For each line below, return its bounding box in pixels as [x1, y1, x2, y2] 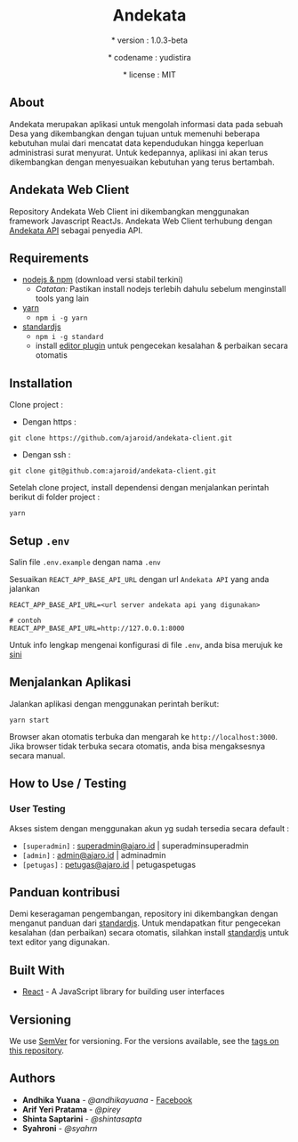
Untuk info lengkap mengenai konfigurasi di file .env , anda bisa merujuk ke [9, 640, 283, 650]
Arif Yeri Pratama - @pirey [21, 1104, 122, 1114]
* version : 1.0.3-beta [110, 35, 189, 45]
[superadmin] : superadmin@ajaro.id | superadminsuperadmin [21, 840, 249, 851]
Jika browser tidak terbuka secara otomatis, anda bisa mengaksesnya [9, 741, 265, 751]
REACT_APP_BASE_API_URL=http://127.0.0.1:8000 [9, 624, 185, 633]
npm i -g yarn [35, 313, 88, 323]
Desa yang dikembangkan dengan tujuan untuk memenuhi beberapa [9, 128, 261, 139]
